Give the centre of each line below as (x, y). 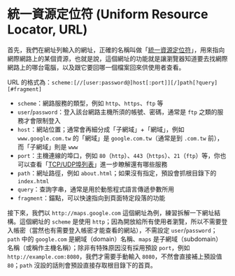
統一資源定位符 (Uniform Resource (108, 14)
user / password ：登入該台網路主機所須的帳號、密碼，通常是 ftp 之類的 (117, 112)
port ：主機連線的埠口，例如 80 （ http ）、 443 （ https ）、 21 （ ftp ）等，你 (119, 155)
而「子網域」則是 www (48, 147)
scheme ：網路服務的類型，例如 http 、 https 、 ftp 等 (90, 103)
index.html (33, 181)
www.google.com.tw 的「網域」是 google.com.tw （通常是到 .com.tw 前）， (120, 138)
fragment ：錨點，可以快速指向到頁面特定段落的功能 (91, 198)
